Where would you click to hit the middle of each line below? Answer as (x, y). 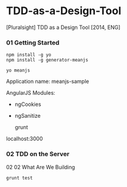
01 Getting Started (33, 43)
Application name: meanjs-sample (48, 82)
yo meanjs (18, 70)
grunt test (19, 178)
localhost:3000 (25, 139)
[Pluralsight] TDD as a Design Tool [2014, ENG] (63, 27)
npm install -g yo (29, 55)
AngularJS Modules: (31, 93)
